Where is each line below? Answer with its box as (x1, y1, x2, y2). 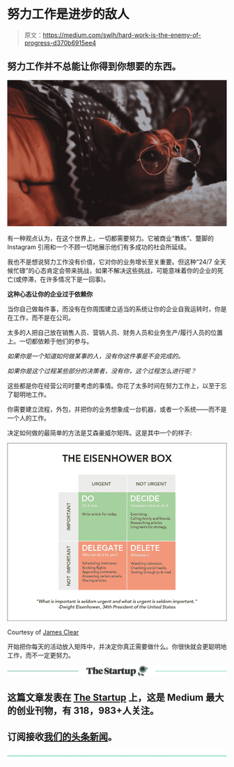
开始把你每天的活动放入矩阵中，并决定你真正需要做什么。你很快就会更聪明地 (7, 642, 227, 650)
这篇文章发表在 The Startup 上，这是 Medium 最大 (7, 692, 224, 703)
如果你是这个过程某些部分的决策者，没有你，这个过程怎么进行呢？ (7, 367, 196, 375)
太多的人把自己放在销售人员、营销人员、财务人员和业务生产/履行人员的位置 (7, 329, 224, 337)
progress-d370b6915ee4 (24, 38, 96, 47)
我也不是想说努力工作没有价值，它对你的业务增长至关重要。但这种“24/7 (7, 258, 212, 266)
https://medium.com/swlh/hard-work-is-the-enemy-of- (42, 31, 202, 39)
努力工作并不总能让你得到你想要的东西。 (7, 61, 181, 73)
